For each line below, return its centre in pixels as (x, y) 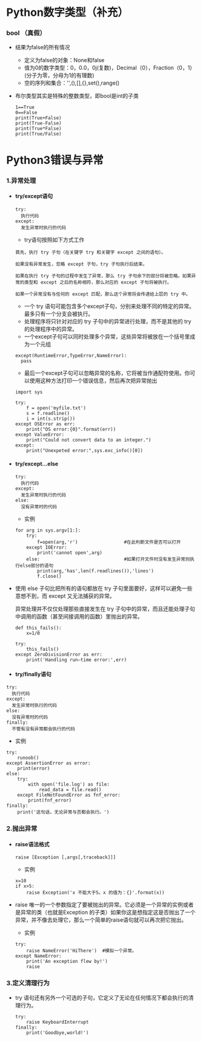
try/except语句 (34, 196)
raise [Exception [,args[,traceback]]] (66, 857)
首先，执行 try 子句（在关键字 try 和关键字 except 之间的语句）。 (90, 252)
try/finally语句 (33, 674)
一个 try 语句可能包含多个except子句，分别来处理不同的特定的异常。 (109, 306)
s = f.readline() (48, 413)
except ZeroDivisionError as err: (59, 654)
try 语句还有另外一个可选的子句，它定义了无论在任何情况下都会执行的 (102, 998)
